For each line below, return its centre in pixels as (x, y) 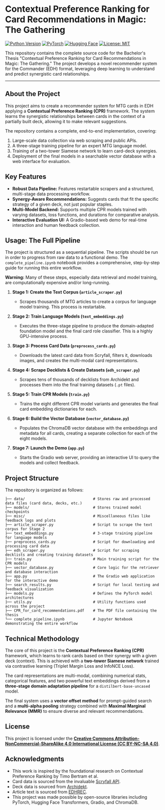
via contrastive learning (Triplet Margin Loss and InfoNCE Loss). (70, 666)
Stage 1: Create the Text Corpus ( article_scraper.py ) (67, 292)
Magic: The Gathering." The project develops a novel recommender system (81, 63)
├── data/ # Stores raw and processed (78, 499)
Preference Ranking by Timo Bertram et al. (55, 776)
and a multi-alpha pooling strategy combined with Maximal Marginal (75, 706)
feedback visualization (29, 589)
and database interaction (31, 572)
